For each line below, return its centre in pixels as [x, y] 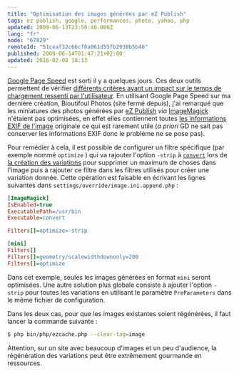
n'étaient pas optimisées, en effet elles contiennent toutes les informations [117, 118]
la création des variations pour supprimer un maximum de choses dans [112, 162]
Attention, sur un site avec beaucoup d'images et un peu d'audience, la [112, 348]
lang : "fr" [24, 34]
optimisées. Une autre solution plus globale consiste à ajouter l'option [110, 285]
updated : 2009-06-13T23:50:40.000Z [60, 27]
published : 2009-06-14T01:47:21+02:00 [65, 54]
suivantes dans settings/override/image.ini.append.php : [93, 185]
